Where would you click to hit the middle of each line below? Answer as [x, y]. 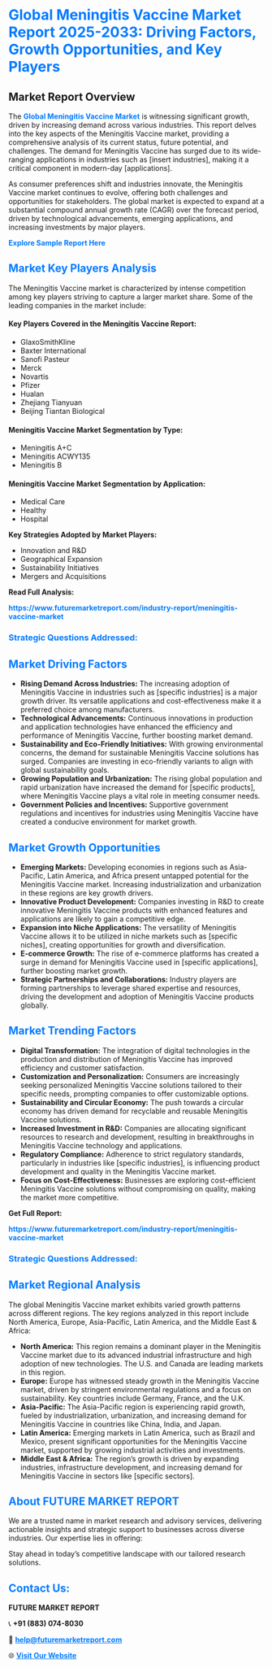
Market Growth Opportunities [84, 847]
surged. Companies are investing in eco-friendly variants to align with [136, 761]
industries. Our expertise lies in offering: [76, 1538]
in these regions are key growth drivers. [86, 893]
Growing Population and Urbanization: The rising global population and [141, 779]
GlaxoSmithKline [47, 342]
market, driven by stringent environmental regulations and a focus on [136, 1389]
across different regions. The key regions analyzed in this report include [129, 1313]
